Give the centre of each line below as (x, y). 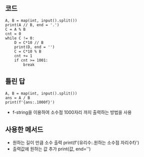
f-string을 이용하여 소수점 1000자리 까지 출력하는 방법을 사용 (72, 112)
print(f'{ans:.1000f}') (30, 102)
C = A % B (16, 29)
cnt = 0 (13, 34)
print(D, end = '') (35, 47)
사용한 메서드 (24, 130)
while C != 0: (20, 38)
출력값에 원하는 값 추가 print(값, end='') (52, 149)
